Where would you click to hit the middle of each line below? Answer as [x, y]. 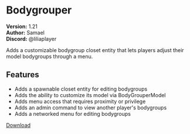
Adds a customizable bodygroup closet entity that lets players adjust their [95, 50]
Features [23, 75]
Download [18, 125]
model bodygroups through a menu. [50, 56]
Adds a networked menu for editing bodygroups [72, 114]
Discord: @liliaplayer [31, 39]
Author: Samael [26, 32]
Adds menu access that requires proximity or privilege [80, 101]
